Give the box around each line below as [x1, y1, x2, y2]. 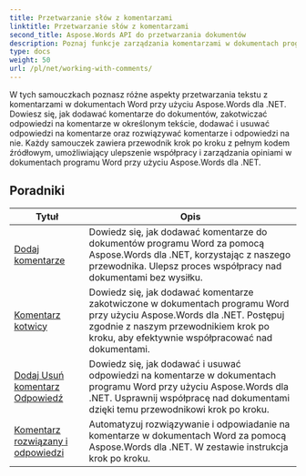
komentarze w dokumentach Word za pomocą [88, 429, 287, 441]
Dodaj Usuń [14, 369, 65, 381]
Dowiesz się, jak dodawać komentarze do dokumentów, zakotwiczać [9, 108, 268, 119]
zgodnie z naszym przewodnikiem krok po [88, 319, 270, 332]
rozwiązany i [14, 434, 68, 447]
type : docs [9, 47, 51, 56]
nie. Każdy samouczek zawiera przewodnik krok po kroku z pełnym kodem [9, 137, 291, 148]
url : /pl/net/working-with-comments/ [9, 65, 153, 74]
